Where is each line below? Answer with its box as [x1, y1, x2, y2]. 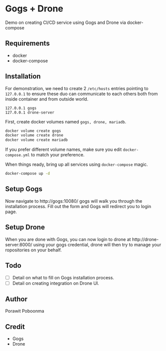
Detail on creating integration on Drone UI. [12, 280, 100, 286]
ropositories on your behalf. [5, 247, 62, 253]
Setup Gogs [5, 185, 42, 193]
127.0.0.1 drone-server [5, 110, 55, 115]
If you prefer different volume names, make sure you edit [5, 146, 122, 152]
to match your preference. [30, 152, 85, 158]
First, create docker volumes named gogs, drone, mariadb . [5, 118, 127, 124]
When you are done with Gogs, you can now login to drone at [5, 236, 131, 242]
